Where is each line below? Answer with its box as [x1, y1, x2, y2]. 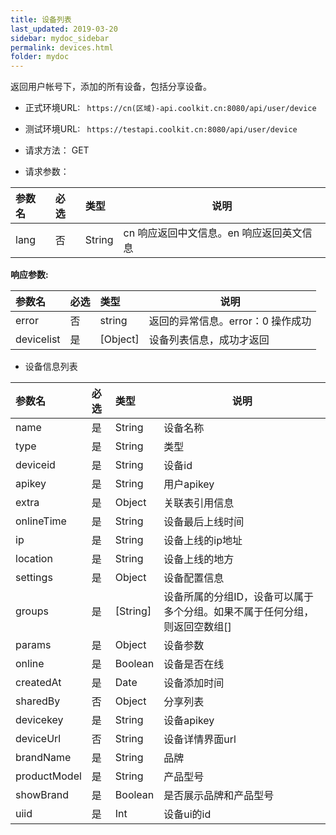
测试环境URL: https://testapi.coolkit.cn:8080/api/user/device [24, 123, 298, 135]
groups [15, 604, 49, 618]
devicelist [15, 332, 61, 346]
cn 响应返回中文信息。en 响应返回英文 [123, 226, 303, 240]
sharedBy [15, 694, 61, 708]
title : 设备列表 [10, 14, 72, 25]
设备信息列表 [24, 361, 78, 373]
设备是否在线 [163, 657, 225, 671]
